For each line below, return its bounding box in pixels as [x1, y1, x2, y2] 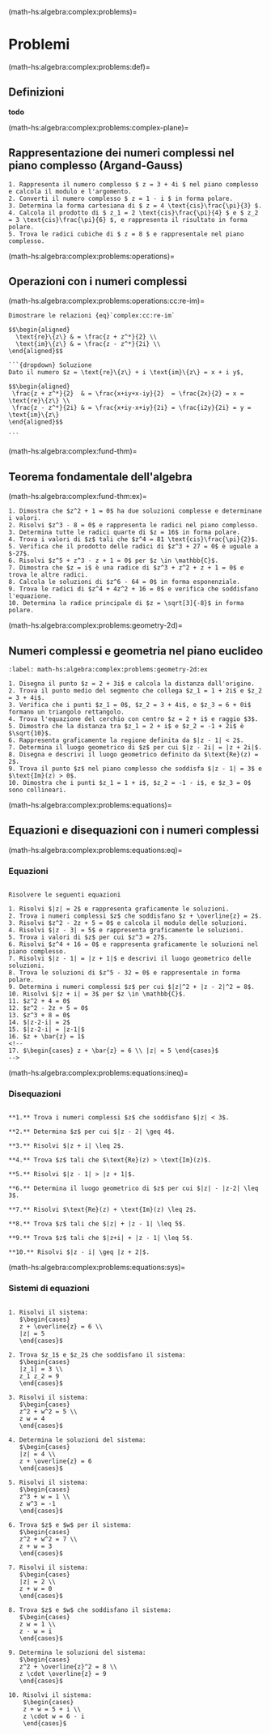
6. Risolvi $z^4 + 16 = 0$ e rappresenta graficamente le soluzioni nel [8, 940, 259, 948]
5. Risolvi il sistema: [8, 1478, 89, 1486]
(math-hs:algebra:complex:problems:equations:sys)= [8, 1263, 186, 1272]
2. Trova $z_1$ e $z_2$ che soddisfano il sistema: [8, 1350, 186, 1359]
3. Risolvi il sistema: [8, 1393, 89, 1401]
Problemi [8, 36, 70, 53]
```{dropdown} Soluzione [8, 361, 92, 369]
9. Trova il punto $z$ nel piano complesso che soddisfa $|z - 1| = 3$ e [8, 765, 263, 773]
